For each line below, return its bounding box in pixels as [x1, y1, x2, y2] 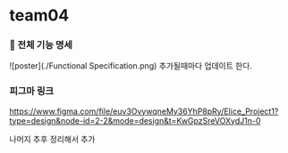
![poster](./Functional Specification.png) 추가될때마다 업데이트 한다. [9, 60, 253, 71]
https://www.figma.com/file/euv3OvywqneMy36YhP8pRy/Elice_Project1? [9, 106, 279, 117]
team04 [9, 5, 70, 26]
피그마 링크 [9, 85, 55, 98]
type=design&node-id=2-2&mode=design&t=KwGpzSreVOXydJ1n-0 [9, 115, 261, 125]
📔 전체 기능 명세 [9, 39, 73, 52]
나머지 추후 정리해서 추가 [9, 133, 96, 144]
